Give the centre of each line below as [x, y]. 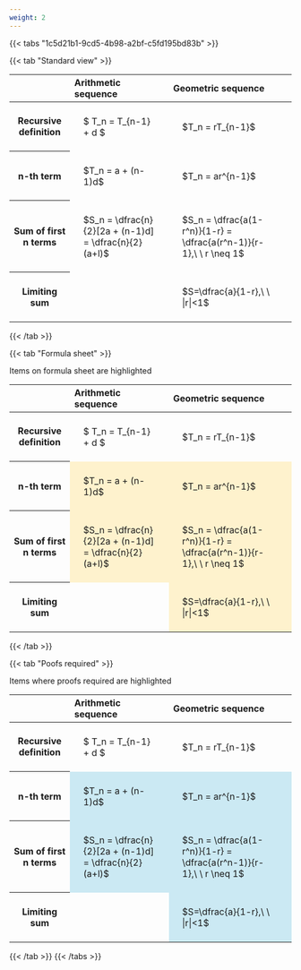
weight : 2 [28, 17]
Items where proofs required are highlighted [90, 681]
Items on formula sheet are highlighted [81, 370]
